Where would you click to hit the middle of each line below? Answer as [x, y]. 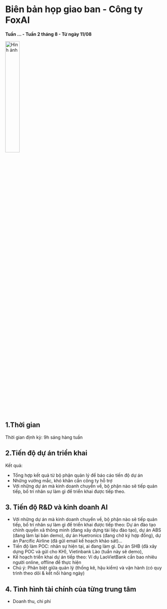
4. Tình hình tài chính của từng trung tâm [71, 589]
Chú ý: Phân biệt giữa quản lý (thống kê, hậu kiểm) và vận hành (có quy [87, 568]
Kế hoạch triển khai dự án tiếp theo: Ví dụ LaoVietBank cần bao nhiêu [85, 557]
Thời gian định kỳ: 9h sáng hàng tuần [44, 437]
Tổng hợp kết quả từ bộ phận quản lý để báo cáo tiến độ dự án [78, 475]
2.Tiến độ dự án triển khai [46, 453]
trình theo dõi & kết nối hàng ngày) [49, 573]
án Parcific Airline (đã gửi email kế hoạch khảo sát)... [67, 541]
